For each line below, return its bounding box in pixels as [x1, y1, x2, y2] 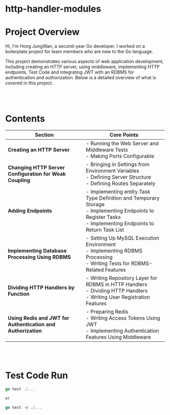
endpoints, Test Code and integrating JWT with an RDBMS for [5, 69, 134, 75]
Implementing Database [8, 247, 67, 254]
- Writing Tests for [86, 260, 130, 267]
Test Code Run [5, 370, 68, 381]
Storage [86, 201, 105, 208]
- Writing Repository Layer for [86, 275, 157, 282]
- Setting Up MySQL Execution [86, 235, 159, 242]
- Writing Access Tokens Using [86, 314, 160, 322]
